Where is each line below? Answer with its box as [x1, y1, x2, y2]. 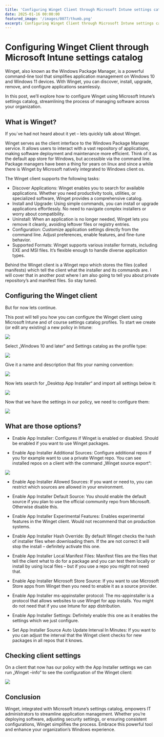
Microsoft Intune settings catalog [5, 52, 143, 63]
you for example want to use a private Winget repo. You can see [12, 455, 142, 461]
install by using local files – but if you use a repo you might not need [12, 563, 149, 569]
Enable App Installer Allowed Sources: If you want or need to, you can [12, 479, 153, 485]
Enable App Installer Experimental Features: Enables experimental [12, 513, 145, 519]
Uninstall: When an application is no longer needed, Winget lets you [12, 216, 149, 222]
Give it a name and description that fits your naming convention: [5, 362, 134, 368]
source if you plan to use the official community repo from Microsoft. [12, 498, 151, 504]
